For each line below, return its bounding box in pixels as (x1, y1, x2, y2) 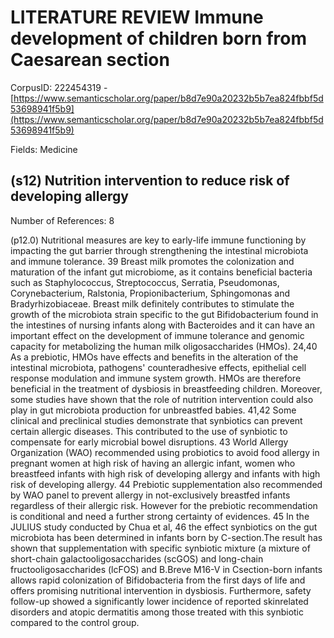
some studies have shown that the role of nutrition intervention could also (10, 393, 314, 405)
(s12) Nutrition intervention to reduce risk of (10, 172, 290, 190)
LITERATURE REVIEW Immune (10, 6, 264, 29)
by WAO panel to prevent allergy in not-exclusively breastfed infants (10, 489, 291, 501)
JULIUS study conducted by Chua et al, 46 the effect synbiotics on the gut (10, 521, 318, 533)
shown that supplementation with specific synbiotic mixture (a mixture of (10, 542, 311, 554)
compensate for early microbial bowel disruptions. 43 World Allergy (10, 436, 289, 448)
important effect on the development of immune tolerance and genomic (10, 329, 305, 341)
